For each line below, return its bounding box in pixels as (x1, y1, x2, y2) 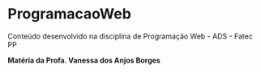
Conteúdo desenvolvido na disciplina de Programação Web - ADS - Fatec (7, 31, 253, 41)
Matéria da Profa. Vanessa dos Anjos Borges (7, 55, 161, 65)
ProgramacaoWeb (7, 5, 131, 23)
